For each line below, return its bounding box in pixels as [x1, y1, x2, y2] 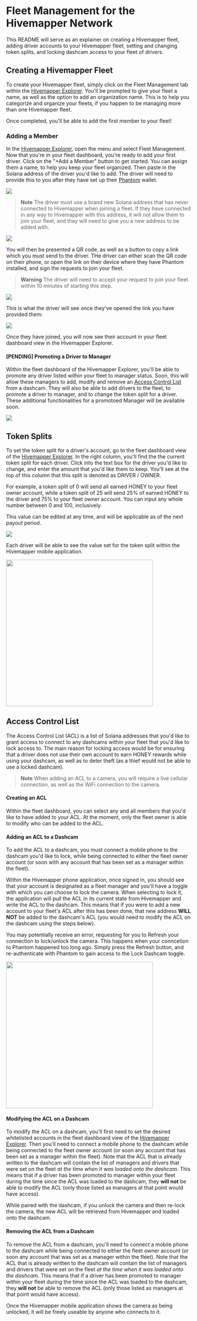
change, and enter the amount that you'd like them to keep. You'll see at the [6, 466, 189, 473]
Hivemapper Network [6, 16, 113, 30]
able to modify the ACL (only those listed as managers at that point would [6, 1184, 184, 1191]
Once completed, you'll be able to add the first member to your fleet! [6, 117, 172, 124]
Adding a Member [6, 132, 59, 140]
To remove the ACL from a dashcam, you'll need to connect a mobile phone [6, 1241, 189, 1248]
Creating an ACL [6, 794, 47, 802]
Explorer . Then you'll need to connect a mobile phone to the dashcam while [6, 1140, 189, 1147]
